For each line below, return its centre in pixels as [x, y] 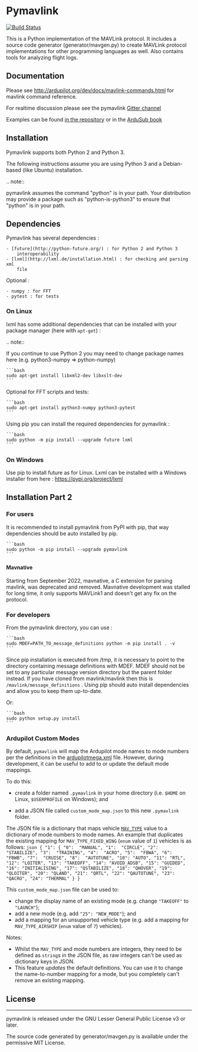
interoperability [38, 254]
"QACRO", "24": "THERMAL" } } [43, 879]
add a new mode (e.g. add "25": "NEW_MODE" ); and [75, 914]
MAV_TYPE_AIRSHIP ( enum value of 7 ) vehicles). [69, 926]
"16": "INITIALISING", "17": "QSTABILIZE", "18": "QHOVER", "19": [89, 868]
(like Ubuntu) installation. [53, 170]
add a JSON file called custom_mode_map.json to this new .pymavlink [97, 811]
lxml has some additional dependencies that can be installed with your [91, 324]
